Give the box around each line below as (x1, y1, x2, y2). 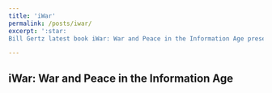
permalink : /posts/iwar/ (8, 19, 92, 27)
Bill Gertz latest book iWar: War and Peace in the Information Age (8, 34, 244, 43)
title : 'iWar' (8, 11, 57, 20)
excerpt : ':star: (8, 27, 67, 35)
